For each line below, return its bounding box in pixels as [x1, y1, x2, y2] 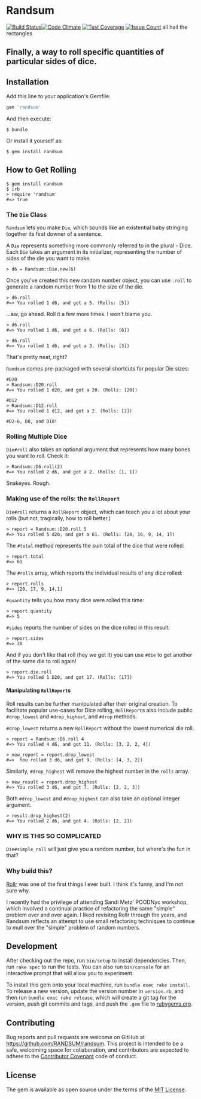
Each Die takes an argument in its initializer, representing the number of [6, 248, 182, 256]
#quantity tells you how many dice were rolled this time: [6, 596, 145, 603]
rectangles [6, 29, 33, 37]
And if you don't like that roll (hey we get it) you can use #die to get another [6, 651, 193, 658]
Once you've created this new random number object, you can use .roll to [6, 277, 192, 284]
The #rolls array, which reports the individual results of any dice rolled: [6, 569, 182, 576]
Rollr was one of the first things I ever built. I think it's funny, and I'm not [6, 881, 184, 888]
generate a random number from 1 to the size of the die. [6, 283, 144, 290]
